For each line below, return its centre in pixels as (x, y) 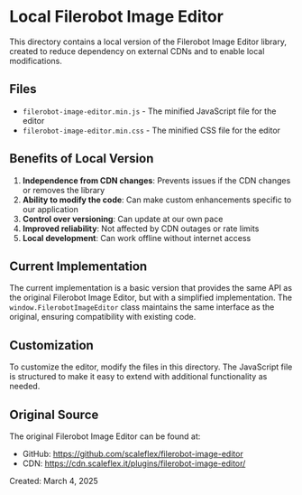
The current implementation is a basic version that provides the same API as (151, 288)
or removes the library (64, 190)
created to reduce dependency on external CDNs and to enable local (137, 51)
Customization (52, 345)
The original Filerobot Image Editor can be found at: (105, 436)
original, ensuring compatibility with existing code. (103, 317)
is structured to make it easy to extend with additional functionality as (138, 377)
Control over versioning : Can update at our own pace (123, 219)
